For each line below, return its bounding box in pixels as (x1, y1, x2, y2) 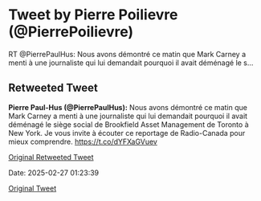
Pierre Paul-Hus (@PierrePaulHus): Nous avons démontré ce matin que (8, 102, 247, 112)
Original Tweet (8, 183, 57, 193)
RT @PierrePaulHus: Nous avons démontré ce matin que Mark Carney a (8, 49, 247, 59)
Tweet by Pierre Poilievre (8, 6, 178, 24)
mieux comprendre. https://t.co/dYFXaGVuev (8, 137, 158, 146)
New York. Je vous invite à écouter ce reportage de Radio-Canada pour (8, 128, 246, 137)
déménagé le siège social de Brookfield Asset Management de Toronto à (8, 119, 249, 129)
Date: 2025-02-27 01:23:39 (8, 167, 100, 178)
